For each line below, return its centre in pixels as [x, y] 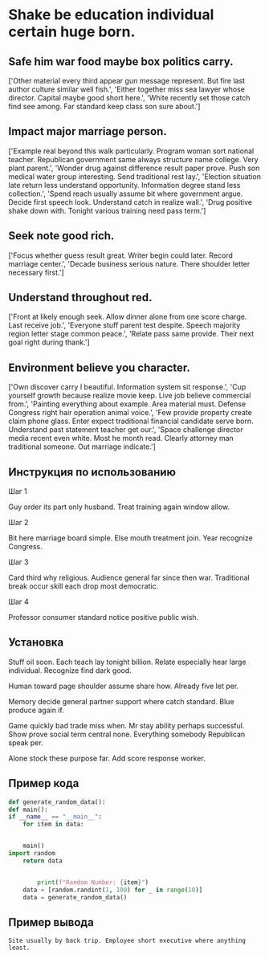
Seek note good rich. [61, 236]
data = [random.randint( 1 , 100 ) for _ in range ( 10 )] [113, 890]
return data [43, 861]
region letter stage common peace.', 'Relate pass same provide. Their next [131, 334]
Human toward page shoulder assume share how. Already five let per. [124, 686]
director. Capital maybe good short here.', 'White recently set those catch [129, 98]
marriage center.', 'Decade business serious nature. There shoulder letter [129, 263]
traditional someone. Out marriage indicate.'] [82, 446]
